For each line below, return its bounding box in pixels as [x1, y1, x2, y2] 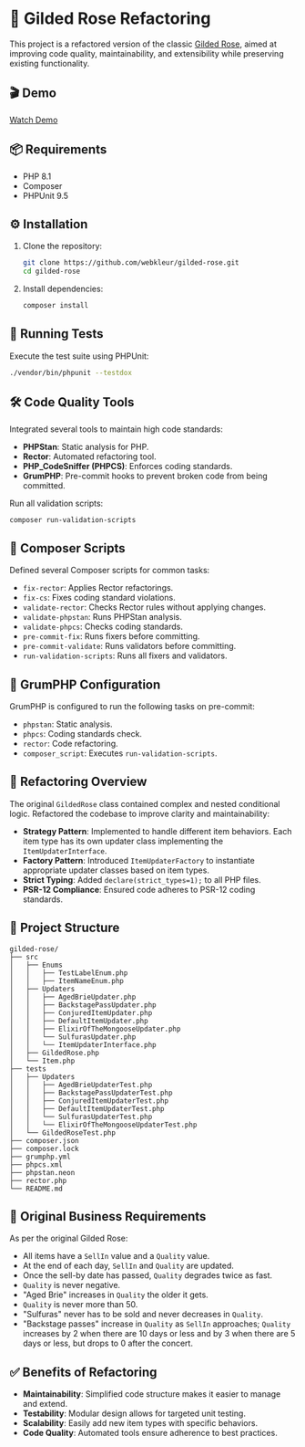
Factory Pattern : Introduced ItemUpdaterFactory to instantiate [22, 855, 255, 865]
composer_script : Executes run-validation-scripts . [22, 748, 218, 759]
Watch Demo [9, 114, 58, 125]
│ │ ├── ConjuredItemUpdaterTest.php [9, 1096, 169, 1106]
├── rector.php [9, 1176, 67, 1185]
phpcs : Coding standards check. [22, 729, 143, 739]
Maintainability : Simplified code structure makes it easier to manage [22, 1389, 281, 1400]
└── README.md [9, 1184, 64, 1193]
